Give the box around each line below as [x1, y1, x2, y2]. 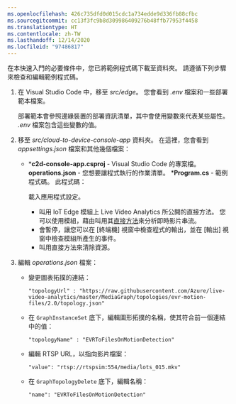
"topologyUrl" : [28, 288, 77, 295]
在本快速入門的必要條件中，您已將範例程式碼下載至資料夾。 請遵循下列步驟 [7, 64, 227, 72]
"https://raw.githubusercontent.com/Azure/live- [79, 288, 225, 295]
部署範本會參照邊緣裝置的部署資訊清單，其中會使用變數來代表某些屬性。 [17, 111, 229, 120]
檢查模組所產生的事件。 [51, 234, 120, 242]
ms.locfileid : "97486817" [7, 43, 84, 50]
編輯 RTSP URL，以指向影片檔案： [28, 349, 129, 358]
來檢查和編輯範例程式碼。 [7, 72, 82, 81]
